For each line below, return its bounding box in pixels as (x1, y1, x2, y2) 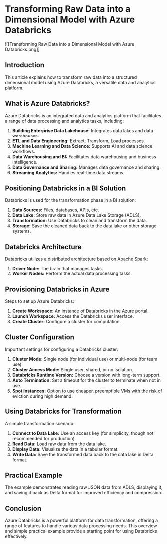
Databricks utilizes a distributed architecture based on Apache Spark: (5, 256, 148, 262)
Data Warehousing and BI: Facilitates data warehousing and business (12, 153, 156, 160)
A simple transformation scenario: (5, 420, 75, 426)
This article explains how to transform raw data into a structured (5, 74, 137, 80)
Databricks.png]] (5, 46, 40, 52)
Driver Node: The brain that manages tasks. (12, 266, 103, 272)
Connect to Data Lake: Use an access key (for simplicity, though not (12, 430, 154, 436)
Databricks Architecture (5, 243, 82, 251)
